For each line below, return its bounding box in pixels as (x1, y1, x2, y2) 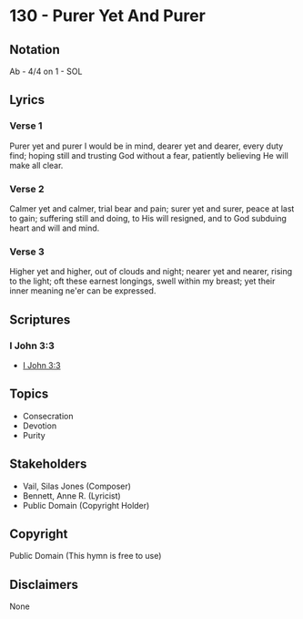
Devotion (22, 420, 57, 431)
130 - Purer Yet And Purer (9, 5, 207, 26)
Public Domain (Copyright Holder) (22, 500, 150, 511)
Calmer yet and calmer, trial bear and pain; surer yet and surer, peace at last (9, 202, 295, 214)
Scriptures (9, 312, 71, 327)
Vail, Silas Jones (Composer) (22, 480, 132, 491)
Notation (9, 42, 61, 57)
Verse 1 (9, 119, 43, 132)
